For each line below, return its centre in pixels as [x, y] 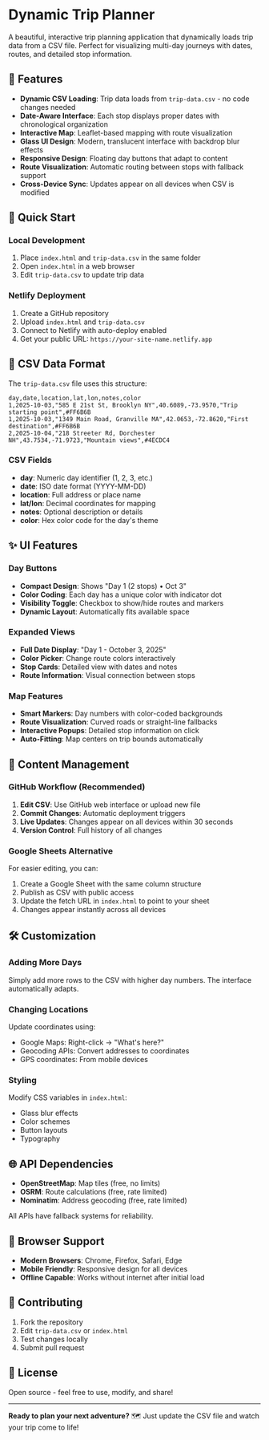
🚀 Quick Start [42, 218]
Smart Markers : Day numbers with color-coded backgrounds [121, 714]
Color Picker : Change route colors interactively [98, 658]
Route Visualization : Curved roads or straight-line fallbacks [118, 722]
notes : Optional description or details [81, 512]
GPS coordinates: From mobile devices [84, 1060]
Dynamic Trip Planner [82, 15]
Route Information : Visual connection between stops [108, 675]
